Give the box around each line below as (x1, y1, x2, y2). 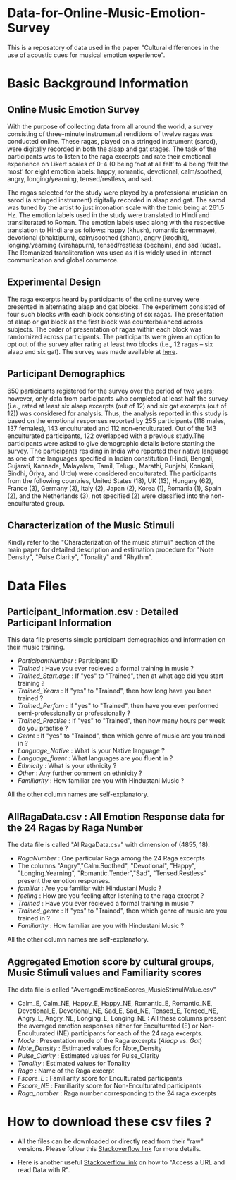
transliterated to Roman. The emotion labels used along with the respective (7, 218, 225, 226)
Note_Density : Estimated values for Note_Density (17, 1044, 162, 1052)
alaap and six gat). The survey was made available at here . (7, 347, 178, 355)
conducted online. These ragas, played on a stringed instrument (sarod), (7, 137, 218, 145)
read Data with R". (17, 1165, 70, 1174)
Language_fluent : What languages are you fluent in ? (17, 754, 173, 762)
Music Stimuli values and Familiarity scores (7, 966, 202, 978)
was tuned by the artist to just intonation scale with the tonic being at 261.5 (7, 203, 225, 212)
